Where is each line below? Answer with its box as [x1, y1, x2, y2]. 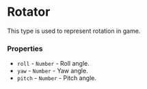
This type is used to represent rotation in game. [7, 27, 141, 35]
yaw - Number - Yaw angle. [16, 66, 88, 75]
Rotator [7, 4, 51, 20]
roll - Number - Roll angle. [16, 60, 90, 68]
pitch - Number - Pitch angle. [16, 74, 97, 82]
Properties [7, 44, 43, 53]
